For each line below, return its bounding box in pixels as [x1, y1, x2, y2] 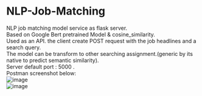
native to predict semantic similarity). [6, 57, 99, 64]
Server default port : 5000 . [6, 63, 75, 70]
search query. [6, 44, 41, 51]
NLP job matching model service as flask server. [6, 24, 128, 32]
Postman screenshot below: [6, 69, 76, 77]
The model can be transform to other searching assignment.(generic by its [6, 50, 193, 57]
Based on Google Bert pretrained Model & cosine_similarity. [6, 30, 155, 38]
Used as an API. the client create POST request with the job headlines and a [6, 37, 197, 44]
